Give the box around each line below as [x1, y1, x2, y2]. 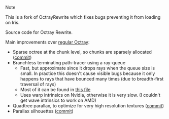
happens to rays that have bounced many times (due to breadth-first [20, 76, 164, 82]
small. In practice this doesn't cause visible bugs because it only [20, 70, 155, 76]
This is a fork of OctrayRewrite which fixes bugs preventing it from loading [5, 14, 161, 20]
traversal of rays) [20, 81, 56, 87]
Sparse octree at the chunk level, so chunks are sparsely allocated [12, 49, 152, 55]
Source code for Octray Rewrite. [5, 29, 73, 35]
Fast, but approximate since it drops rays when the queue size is [20, 65, 155, 71]
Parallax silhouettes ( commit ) [12, 108, 74, 114]
